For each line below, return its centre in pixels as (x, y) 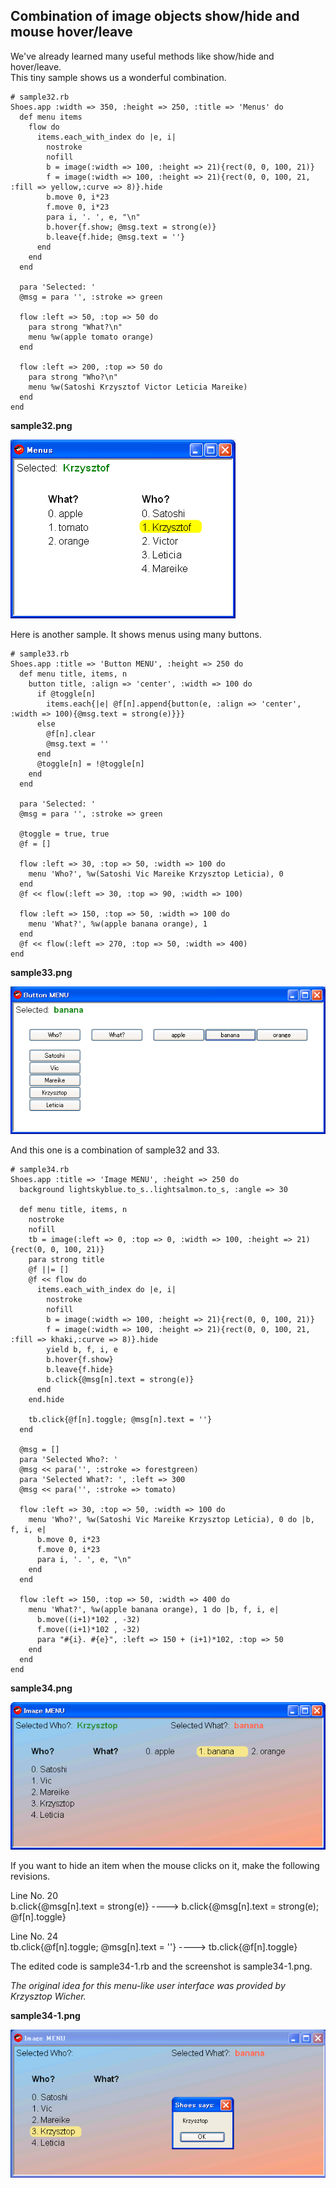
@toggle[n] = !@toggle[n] (90, 764)
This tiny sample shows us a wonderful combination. (118, 77)
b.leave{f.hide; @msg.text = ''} (116, 237)
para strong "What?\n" (75, 327)
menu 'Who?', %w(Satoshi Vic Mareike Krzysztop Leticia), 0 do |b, (171, 1520)
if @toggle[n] (66, 694)
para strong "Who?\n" (73, 377)
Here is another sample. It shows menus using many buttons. (136, 634)
